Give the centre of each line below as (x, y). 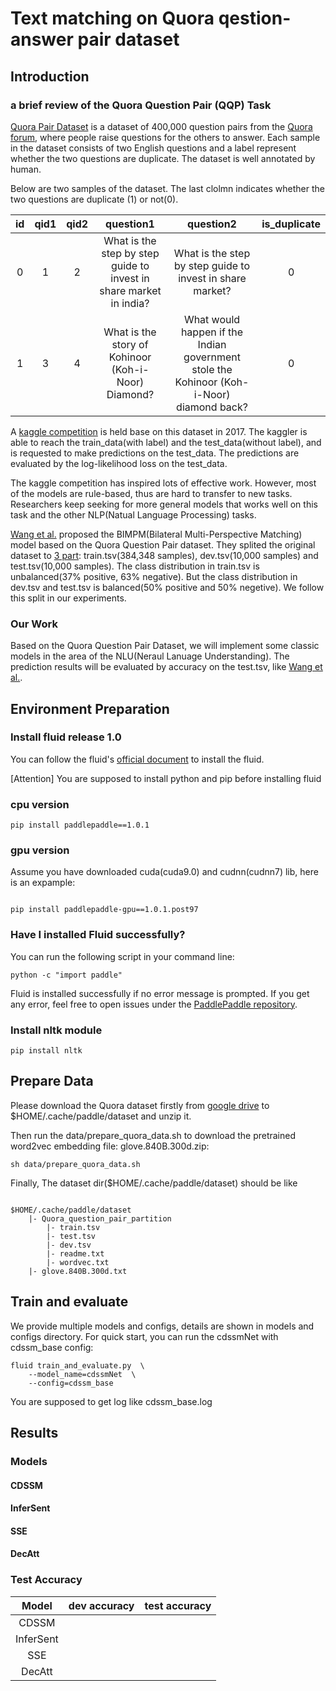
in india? (130, 303)
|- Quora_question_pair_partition (100, 1218)
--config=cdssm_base (71, 1383)
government (212, 357)
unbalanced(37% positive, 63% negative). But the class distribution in (154, 576)
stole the (212, 369)
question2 (212, 224)
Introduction (50, 76)
